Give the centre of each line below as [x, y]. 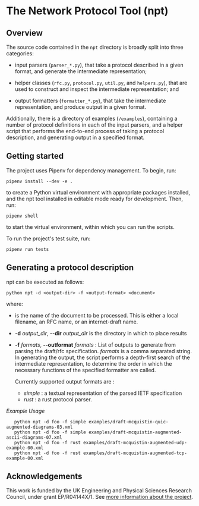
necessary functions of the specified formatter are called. [85, 370]
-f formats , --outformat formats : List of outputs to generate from [95, 345]
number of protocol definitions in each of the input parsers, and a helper [94, 125]
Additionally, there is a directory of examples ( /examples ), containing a [92, 118]
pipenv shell [22, 216]
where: [15, 304]
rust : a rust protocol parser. [58, 399]
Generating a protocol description [70, 268]
